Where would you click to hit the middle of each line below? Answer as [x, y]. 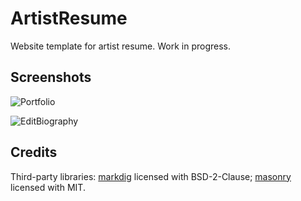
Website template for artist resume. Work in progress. [121, 46]
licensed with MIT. [48, 187]
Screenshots [51, 77]
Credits [34, 152]
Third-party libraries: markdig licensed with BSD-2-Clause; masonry [151, 176]
